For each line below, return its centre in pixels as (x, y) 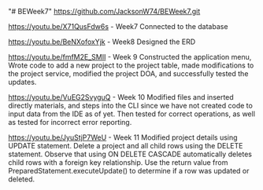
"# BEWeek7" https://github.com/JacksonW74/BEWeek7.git (104, 11)
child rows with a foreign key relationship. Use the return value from (118, 163)
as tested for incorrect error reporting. (70, 122)
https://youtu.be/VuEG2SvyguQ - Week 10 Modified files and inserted (121, 97)
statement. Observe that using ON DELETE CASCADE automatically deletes (130, 154)
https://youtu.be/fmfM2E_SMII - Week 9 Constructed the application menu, (130, 57)
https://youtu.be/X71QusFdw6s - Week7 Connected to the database (118, 26)
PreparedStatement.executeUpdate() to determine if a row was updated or (129, 171)
